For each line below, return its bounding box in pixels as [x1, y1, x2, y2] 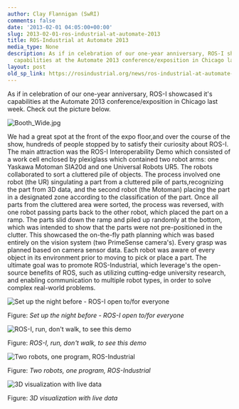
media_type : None [7, 43, 59, 51]
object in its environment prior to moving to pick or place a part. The [7, 253, 208, 262]
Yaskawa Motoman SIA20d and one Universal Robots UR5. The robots [7, 162, 213, 171]
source [7, 268, 28, 277]
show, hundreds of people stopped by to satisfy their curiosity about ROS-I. [7, 139, 229, 148]
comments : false [7, 17, 55, 24]
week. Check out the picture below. [7, 105, 112, 113]
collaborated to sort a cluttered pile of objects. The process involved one [7, 170, 221, 179]
